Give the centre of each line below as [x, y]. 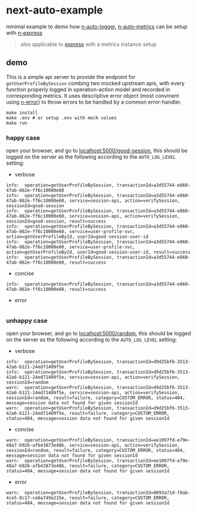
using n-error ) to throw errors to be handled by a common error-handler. [94, 102]
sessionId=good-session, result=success [56, 221]
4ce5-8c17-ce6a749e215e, [36, 498]
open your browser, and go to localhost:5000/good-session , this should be [97, 151]
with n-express [24, 32]
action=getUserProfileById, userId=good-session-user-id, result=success [98, 252]
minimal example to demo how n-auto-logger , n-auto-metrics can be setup [97, 26]
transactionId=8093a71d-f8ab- [154, 493]
